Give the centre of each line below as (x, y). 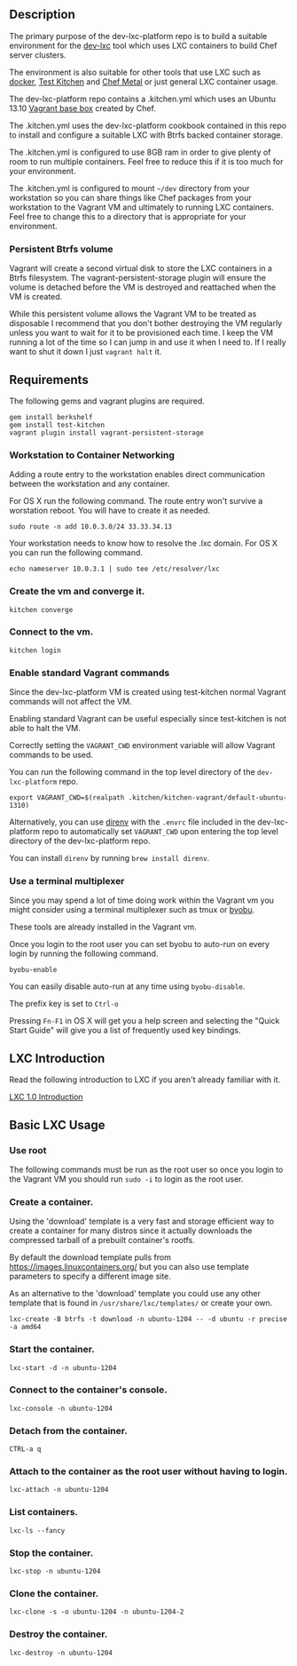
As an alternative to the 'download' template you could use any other (135, 1294)
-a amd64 (25, 1327)
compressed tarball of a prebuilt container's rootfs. (102, 1240)
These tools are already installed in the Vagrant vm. (103, 927)
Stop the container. (51, 1552)
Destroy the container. (59, 1634)
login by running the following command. (84, 953)
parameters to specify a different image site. (90, 1276)
